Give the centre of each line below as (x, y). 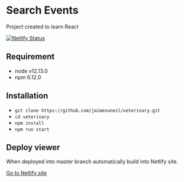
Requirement (30, 57)
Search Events (42, 10)
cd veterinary (32, 117)
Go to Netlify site (27, 173)
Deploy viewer (33, 147)
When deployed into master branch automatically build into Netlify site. (92, 162)
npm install (29, 123)
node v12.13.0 (31, 71)
